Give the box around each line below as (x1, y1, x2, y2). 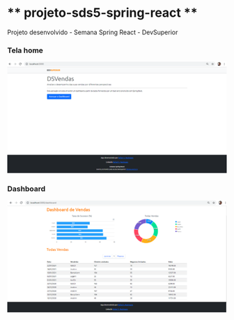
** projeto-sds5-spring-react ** (7, 5, 198, 21)
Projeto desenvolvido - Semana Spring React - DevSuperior (7, 28, 178, 36)
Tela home (7, 45, 44, 55)
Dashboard (7, 184, 46, 194)
